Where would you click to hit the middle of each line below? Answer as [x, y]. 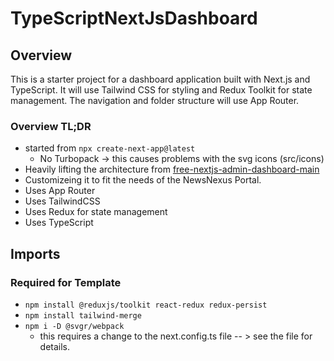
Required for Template [66, 282]
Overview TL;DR [51, 126]
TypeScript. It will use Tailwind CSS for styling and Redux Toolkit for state [161, 90]
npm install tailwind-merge [83, 315]
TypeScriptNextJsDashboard [134, 18]
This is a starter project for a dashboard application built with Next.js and [160, 79]
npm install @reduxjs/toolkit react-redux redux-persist [146, 305]
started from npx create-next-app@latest [110, 148]
